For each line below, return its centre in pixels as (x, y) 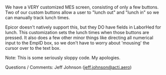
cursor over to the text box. (33, 48)
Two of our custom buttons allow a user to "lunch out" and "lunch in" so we (82, 12)
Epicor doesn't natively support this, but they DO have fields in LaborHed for (83, 27)
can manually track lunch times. (38, 18)
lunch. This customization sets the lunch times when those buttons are (77, 32)
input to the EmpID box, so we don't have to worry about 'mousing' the (77, 43)
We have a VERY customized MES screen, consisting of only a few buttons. (82, 7)
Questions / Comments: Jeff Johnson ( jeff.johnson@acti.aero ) (69, 67)
